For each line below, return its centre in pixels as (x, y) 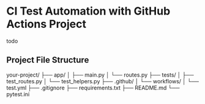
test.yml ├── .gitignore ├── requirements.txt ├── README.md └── (93, 88)
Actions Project (47, 24)
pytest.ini (18, 94)
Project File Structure (48, 60)
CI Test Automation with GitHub (88, 11)
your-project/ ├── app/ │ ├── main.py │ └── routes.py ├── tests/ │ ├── (100, 75)
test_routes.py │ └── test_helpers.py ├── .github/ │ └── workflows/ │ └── (102, 81)
